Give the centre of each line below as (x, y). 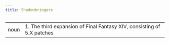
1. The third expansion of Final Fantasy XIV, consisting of (92, 26)
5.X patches (39, 32)
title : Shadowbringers (29, 10)
